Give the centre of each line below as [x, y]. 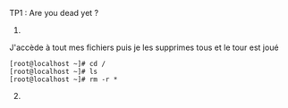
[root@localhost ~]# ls [54, 71]
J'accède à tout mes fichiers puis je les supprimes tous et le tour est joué [144, 47]
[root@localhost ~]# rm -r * [64, 79]
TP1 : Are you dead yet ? [54, 13]
